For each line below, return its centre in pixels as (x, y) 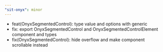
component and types (34, 34)
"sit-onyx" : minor (23, 10)
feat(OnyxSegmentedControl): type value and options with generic (80, 24)
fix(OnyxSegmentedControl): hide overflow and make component (78, 40)
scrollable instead (30, 45)
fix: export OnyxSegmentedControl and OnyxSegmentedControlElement (85, 29)
